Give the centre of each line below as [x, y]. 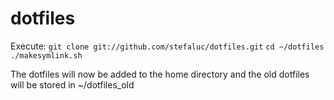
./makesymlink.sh [46, 55]
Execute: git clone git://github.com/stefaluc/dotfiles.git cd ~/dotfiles [167, 46]
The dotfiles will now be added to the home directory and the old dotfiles [160, 74]
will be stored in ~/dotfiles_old [72, 84]
